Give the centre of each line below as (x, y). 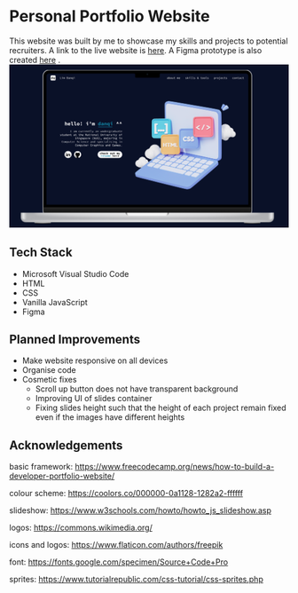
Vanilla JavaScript (55, 302)
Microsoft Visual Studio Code (75, 273)
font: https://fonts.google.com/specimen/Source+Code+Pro (119, 562)
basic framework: (41, 467)
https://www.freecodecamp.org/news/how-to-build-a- (175, 467)
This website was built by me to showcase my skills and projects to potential (149, 41)
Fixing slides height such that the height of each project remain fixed (161, 408)
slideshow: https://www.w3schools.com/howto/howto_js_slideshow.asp (141, 510)
